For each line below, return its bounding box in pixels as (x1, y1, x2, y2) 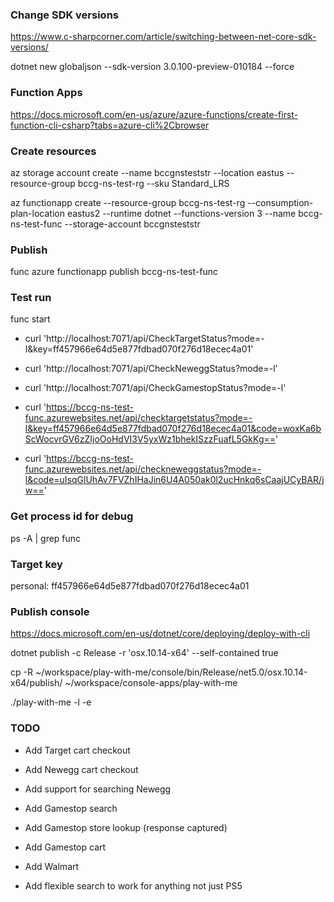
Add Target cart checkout (24, 744, 131, 756)
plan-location (10, 207, 65, 219)
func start (10, 313, 51, 325)
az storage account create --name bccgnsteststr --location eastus (10, 166, 285, 178)
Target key (10, 557, 63, 571)
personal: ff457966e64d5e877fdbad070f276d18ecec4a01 (10, 580, 250, 592)
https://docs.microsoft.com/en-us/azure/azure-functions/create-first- (10, 108, 299, 120)
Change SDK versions (10, 8, 119, 22)
